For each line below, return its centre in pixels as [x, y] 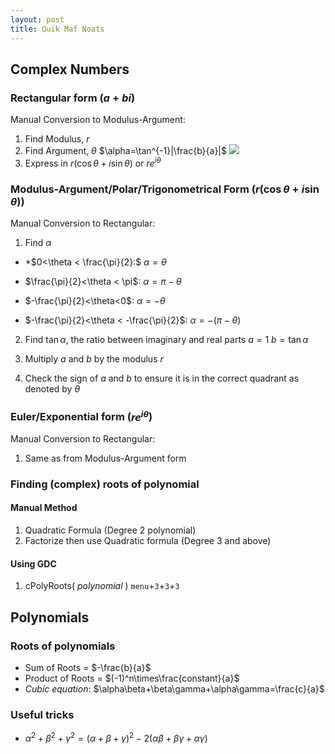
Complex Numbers [70, 69]
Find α [38, 243]
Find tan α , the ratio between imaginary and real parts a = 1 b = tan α [166, 340]
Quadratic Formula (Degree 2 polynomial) [110, 530]
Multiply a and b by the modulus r [94, 359]
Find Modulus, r [57, 139]
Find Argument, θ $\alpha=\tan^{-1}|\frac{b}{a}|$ [126, 151]
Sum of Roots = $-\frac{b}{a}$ [88, 667]
